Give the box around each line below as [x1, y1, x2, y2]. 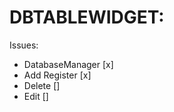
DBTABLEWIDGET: [9, 6, 165, 29]
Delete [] [23, 79, 61, 91]
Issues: [9, 39, 39, 51]
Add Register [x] [23, 69, 92, 81]
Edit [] [23, 90, 49, 102]
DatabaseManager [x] [23, 58, 114, 70]
